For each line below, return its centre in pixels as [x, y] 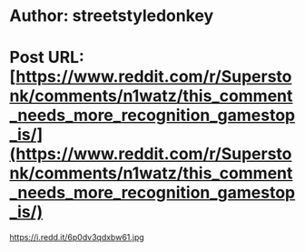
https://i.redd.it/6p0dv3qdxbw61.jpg [77, 237]
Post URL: [47, 58]
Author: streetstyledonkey [112, 16]
